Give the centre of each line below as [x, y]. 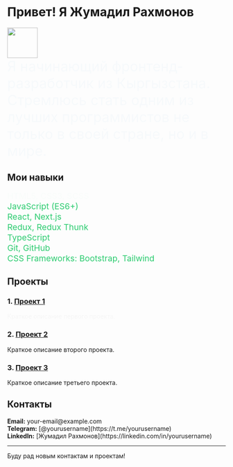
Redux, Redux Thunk [48, 227]
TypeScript [29, 237]
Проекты [28, 282]
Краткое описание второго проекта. [61, 349]
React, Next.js [35, 216]
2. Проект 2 [28, 334]
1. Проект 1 [26, 301]
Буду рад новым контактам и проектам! [67, 456]
